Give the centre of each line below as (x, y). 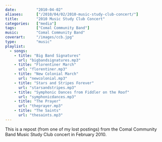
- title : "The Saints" (37, 111)
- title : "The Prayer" (37, 102)
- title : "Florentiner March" (45, 65)
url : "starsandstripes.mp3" (47, 88)
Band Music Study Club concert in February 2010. (56, 134)
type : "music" (28, 42)
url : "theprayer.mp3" (41, 106)
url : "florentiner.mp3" (43, 70)
